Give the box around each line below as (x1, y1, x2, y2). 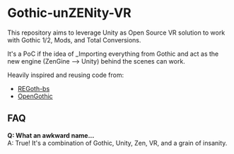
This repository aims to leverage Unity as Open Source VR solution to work (7, 28, 226, 37)
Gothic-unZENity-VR (7, 5, 132, 21)
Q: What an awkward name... (7, 131, 95, 139)
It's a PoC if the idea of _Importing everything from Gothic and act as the (7, 49, 219, 58)
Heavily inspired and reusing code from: (7, 71, 124, 79)
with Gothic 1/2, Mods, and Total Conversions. (7, 35, 141, 44)
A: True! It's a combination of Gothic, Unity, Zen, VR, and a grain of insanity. (7, 138, 228, 147)
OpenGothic (17, 92, 53, 100)
